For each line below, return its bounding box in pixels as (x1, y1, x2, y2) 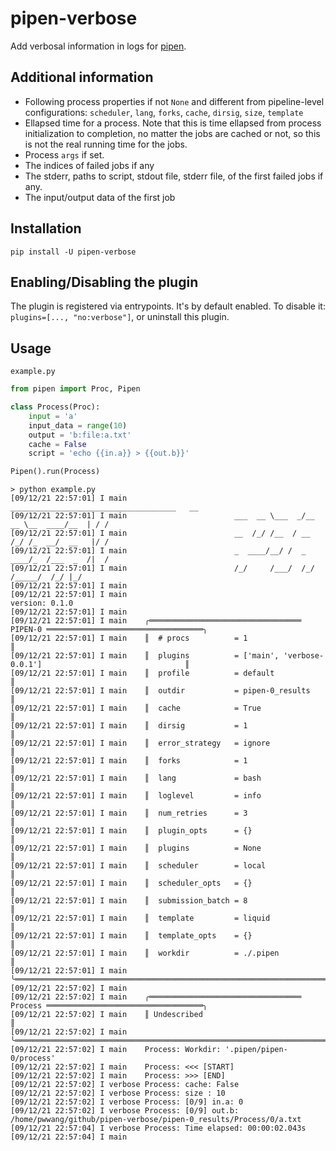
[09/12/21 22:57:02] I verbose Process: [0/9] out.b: (10, 1106, 240, 1116)
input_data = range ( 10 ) (28, 420, 128, 431)
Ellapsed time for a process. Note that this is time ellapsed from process (24, 117, 322, 129)
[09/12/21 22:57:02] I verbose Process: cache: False (10, 1080, 240, 1090)
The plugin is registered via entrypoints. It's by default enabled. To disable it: (10, 300, 326, 312)
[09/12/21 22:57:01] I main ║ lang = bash (10, 773, 262, 784)
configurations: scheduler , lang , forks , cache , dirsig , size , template (24, 106, 304, 118)
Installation (10, 220, 82, 237)
